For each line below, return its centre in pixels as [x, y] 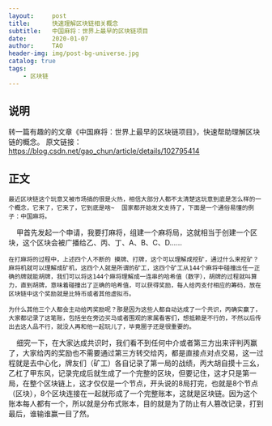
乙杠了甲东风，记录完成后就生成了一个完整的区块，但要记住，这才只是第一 [132, 373]
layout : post [38, 16]
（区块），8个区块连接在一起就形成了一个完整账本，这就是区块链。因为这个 [133, 394]
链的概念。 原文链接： [45, 142]
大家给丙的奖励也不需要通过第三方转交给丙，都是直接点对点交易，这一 [139, 353]
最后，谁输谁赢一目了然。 [51, 414]
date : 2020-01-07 [49, 38]
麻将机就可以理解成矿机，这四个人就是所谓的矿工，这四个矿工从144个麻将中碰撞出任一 [132, 268]
